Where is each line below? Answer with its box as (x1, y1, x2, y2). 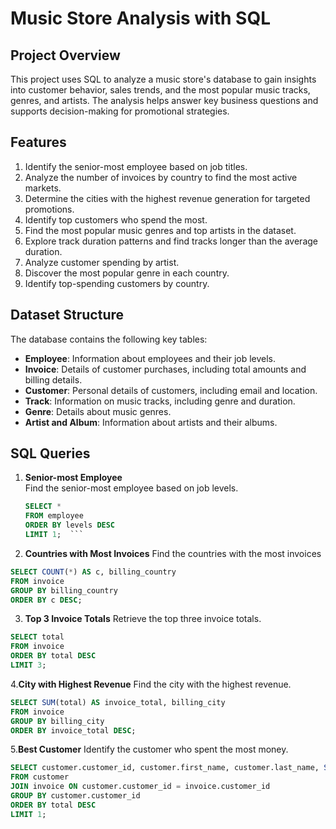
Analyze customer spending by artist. (24, 256, 180, 268)
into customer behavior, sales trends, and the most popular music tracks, (10, 84, 311, 96)
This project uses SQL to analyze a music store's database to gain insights (10, 73, 317, 85)
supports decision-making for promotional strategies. (10, 105, 230, 117)
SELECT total (10, 632, 65, 642)
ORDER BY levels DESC (24, 520, 116, 531)
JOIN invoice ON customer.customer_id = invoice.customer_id (10, 782, 271, 792)
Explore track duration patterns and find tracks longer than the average (24, 235, 318, 247)
